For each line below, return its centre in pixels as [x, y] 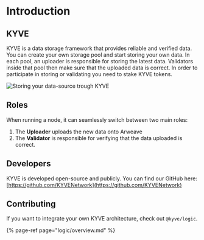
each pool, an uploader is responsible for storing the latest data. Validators [100, 61]
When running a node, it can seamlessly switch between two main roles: [97, 119]
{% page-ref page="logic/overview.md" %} [61, 230]
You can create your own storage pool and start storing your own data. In [98, 55]
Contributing [31, 204]
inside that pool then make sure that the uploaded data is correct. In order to [102, 68]
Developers [29, 164]
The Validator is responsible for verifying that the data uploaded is [99, 138]
